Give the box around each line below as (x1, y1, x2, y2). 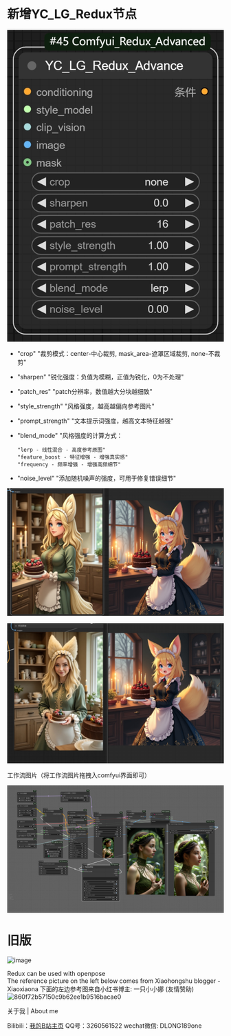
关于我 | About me (7, 1006, 58, 1015)
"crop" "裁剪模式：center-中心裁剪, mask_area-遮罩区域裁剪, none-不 (16, 349, 214, 357)
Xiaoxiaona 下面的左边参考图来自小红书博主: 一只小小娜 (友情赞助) (7, 984, 195, 993)
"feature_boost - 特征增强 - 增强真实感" (16, 453, 129, 461)
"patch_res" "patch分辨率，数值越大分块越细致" (16, 387, 153, 395)
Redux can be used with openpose (7, 969, 106, 977)
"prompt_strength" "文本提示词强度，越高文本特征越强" (16, 417, 174, 425)
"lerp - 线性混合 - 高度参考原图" (16, 446, 106, 453)
